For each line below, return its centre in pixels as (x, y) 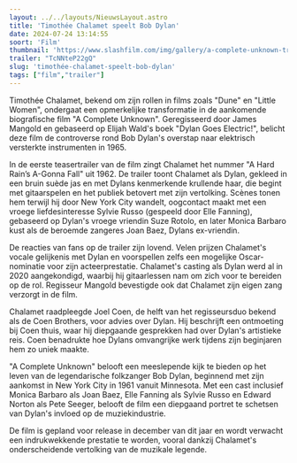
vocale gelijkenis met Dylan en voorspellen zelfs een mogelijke (123, 257)
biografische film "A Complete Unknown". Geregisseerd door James (133, 119)
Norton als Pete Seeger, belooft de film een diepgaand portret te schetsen (144, 404)
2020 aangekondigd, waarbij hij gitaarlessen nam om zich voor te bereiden (145, 275)
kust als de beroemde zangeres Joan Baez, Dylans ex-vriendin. (125, 230)
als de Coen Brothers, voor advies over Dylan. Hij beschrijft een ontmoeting (147, 320)
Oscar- (251, 257)
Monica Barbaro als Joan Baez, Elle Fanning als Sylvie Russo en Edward (140, 394)
